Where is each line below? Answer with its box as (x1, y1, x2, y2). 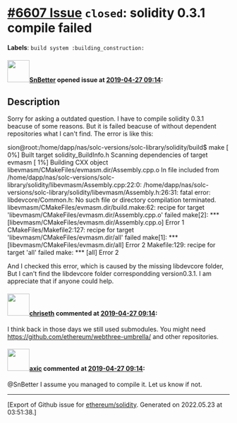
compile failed (7, 20, 92, 36)
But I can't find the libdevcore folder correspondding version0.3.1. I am (7, 270, 212, 278)
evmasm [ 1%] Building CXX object (7, 158, 109, 167)
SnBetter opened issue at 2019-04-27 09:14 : (29, 76, 164, 84)
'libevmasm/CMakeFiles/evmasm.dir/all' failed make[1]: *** (7, 233, 178, 242)
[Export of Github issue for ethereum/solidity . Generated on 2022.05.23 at (7, 400, 223, 409)
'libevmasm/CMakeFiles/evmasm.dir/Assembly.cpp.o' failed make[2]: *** (7, 210, 220, 220)
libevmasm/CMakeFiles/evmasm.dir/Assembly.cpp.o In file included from (7, 166, 220, 174)
